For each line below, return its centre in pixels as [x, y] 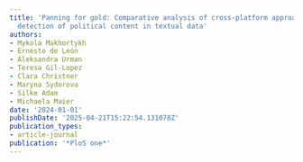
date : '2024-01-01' [46, 110]
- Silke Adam [34, 93]
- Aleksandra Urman [46, 59]
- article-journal [44, 135]
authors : [26, 34]
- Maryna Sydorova [44, 85]
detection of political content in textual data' [112, 26]
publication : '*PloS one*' [60, 143]
